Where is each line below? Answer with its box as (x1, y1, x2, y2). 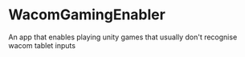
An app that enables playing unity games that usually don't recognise (8, 32, 238, 42)
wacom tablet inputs (8, 40, 76, 50)
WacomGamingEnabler (8, 6, 166, 24)
